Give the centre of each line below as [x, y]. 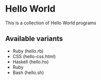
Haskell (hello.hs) [31, 62]
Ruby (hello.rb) [28, 51]
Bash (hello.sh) [28, 72]
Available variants [34, 39]
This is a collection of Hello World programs [51, 23]
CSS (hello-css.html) [34, 56]
